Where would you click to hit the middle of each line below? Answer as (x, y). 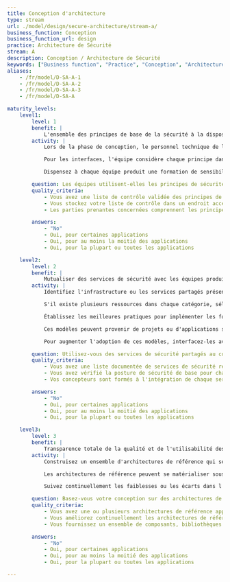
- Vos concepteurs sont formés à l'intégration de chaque (128, 380)
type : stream (26, 20)
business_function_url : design (52, 39)
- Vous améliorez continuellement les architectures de (125, 518)
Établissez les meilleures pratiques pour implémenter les (129, 316)
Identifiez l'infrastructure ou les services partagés (124, 292)
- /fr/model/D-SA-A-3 (50, 90)
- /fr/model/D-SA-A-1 (50, 77)
